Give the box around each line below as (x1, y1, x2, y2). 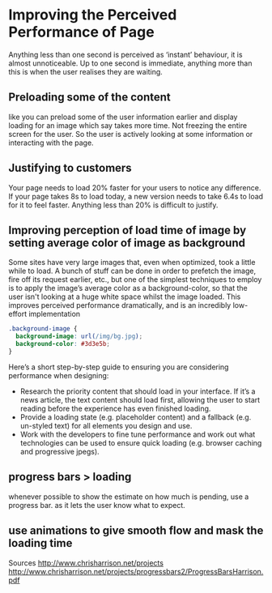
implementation (28, 309, 81, 319)
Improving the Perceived (8, 6, 177, 24)
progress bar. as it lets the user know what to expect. (8, 500, 186, 510)
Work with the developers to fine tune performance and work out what (19, 429, 256, 439)
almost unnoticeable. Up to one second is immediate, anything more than (8, 58, 253, 68)
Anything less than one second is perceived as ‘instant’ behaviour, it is (8, 49, 243, 59)
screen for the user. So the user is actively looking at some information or (8, 129, 253, 139)
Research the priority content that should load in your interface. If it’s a (19, 386, 256, 396)
